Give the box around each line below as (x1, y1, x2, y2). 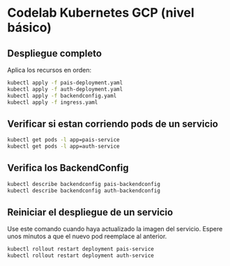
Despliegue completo (7, 47, 102, 59)
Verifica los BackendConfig (7, 162, 129, 174)
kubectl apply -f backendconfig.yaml (7, 92, 117, 99)
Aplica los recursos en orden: (7, 66, 92, 74)
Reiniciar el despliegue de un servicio (7, 207, 174, 219)
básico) (7, 19, 52, 36)
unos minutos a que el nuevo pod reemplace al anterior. (7, 232, 167, 241)
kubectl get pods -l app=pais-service (7, 136, 120, 143)
